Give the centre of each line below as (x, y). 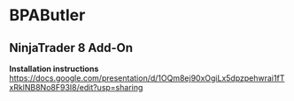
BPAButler (47, 15)
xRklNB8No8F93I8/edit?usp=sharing (76, 87)
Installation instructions (54, 69)
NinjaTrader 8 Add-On (71, 48)
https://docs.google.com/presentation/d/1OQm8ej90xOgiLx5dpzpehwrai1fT (147, 78)
